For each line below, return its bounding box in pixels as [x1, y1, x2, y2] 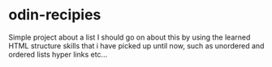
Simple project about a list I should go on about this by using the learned [8, 32, 251, 42]
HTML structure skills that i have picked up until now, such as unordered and [8, 40, 265, 50]
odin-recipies [8, 6, 101, 24]
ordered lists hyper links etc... [8, 49, 108, 59]
